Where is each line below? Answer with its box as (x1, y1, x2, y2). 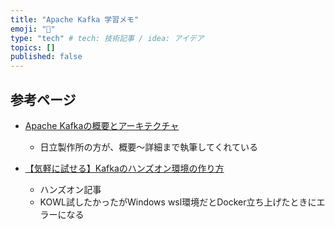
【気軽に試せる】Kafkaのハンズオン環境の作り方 (24, 162, 225, 174)
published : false (10, 52, 83, 62)
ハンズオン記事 (39, 183, 102, 195)
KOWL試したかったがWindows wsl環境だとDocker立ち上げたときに (39, 196, 317, 208)
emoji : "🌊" (10, 24, 56, 34)
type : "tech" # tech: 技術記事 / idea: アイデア (10, 33, 205, 43)
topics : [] (10, 42, 56, 53)
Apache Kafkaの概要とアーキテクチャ (24, 119, 180, 131)
